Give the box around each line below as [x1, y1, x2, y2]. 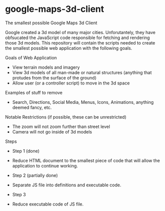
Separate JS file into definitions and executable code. [12, 182, 122, 188]
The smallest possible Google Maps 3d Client [5, 20, 97, 26]
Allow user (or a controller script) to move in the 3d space [12, 80, 130, 86]
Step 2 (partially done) [12, 172, 58, 178]
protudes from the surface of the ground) [12, 75, 97, 81]
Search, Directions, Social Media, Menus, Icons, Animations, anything [12, 99, 154, 105]
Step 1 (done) [12, 148, 40, 154]
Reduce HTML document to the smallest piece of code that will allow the [12, 157, 161, 164]
